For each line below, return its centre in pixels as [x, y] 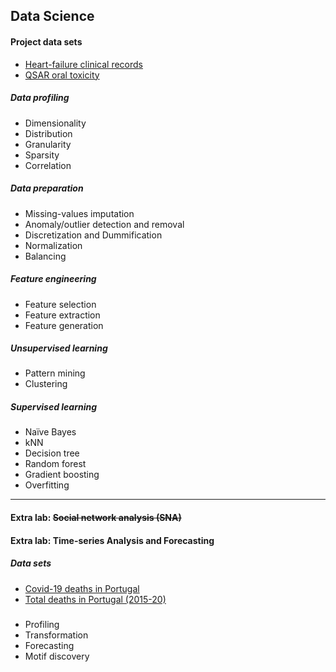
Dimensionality [55, 123]
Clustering [46, 384]
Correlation [48, 165]
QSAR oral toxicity [62, 75]
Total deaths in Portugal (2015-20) [95, 599]
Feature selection [60, 304]
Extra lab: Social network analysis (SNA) [96, 518]
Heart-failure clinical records [83, 64]
